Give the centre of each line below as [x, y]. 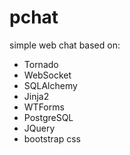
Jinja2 [36, 96]
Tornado [41, 64]
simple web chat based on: [65, 45]
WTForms [44, 107]
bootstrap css [52, 138]
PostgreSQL [48, 117]
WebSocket [47, 75]
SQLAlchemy [50, 85]
